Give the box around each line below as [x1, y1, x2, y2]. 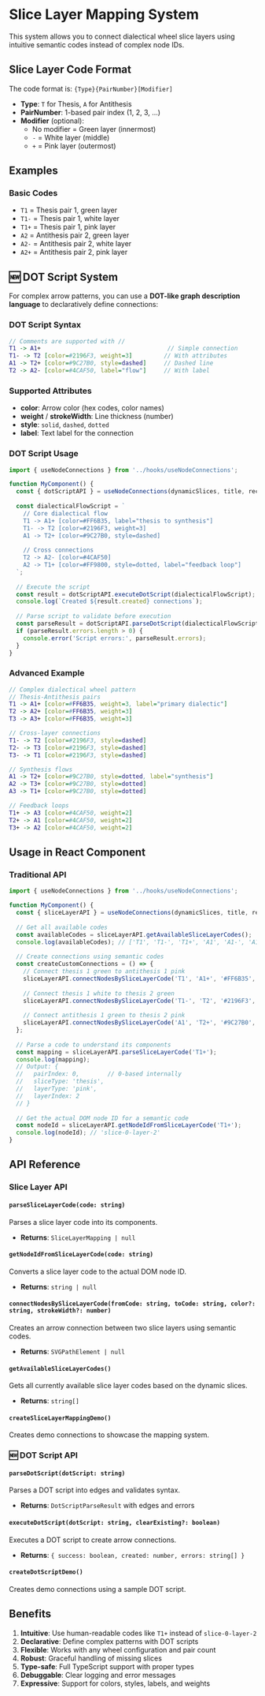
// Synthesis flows [9, 766, 73, 773]
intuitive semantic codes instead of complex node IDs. [9, 39, 185, 49]
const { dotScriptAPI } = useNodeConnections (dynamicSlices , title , [16, 488, 245, 496]
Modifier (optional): [20, 116, 85, 125]
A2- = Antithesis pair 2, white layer [20, 239, 132, 249]
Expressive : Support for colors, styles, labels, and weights [20, 1679, 211, 1688]
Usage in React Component [9, 845, 146, 859]
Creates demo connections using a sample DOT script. [9, 1584, 186, 1593]
